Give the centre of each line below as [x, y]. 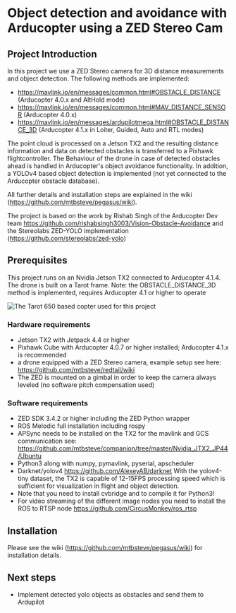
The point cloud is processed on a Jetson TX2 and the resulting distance [113, 143]
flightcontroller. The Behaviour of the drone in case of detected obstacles [114, 158]
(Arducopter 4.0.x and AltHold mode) [71, 100]
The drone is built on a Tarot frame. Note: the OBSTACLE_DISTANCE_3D [112, 285]
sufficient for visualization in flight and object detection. [98, 486]
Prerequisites [37, 260]
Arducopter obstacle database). [54, 181]
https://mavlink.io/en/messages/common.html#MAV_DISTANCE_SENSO [122, 107]
